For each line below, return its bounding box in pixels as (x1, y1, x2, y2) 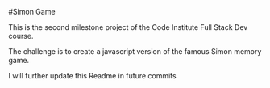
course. (8, 31, 34, 40)
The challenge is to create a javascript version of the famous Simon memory (8, 47, 262, 56)
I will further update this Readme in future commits (8, 71, 177, 80)
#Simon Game (8, 7, 56, 16)
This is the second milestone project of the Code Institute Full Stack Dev (8, 23, 248, 31)
